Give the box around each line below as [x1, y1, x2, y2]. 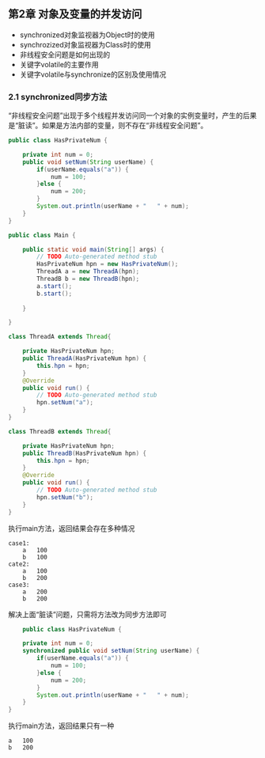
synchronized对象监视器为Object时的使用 [19, 30, 156, 40]
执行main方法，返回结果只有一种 [8, 721, 115, 730]
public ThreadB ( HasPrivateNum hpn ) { [22, 449, 147, 457]
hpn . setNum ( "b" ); [36, 493, 93, 501]
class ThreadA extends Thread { [8, 333, 112, 341]
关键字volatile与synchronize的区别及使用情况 [19, 70, 167, 79]
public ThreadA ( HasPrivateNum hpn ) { [22, 354, 147, 362]
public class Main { [8, 231, 77, 239]
